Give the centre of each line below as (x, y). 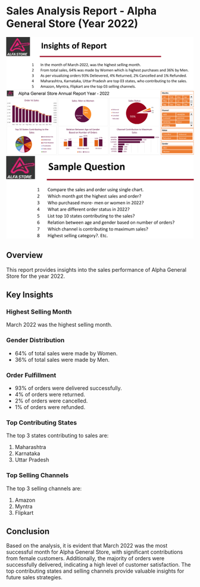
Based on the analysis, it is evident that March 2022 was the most (87, 546)
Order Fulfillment (31, 375)
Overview (25, 255)
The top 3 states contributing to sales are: (57, 436)
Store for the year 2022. (36, 276)
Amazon (25, 500)
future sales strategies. (34, 577)
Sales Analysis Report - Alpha (82, 11)
